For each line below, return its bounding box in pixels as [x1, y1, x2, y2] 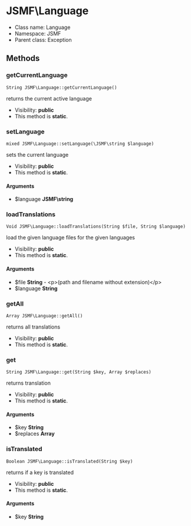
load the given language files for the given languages [6, 234, 136, 241]
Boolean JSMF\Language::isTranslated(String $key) [6, 458, 133, 465]
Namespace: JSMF [14, 30, 61, 37]
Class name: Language [14, 24, 71, 31]
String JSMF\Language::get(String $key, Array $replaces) [6, 369, 152, 375]
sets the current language [6, 151, 69, 158]
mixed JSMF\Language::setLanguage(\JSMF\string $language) [6, 141, 154, 147]
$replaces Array [14, 430, 55, 437]
